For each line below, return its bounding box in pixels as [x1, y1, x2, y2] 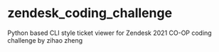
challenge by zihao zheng [7, 36, 83, 44]
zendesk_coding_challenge [7, 5, 173, 21]
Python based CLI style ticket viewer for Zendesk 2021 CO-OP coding [7, 28, 212, 37]
